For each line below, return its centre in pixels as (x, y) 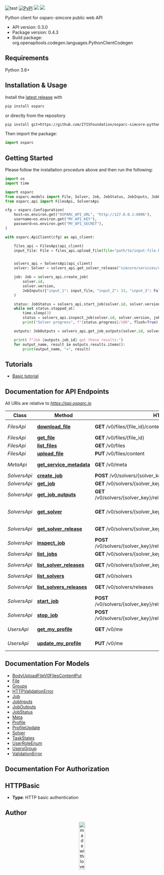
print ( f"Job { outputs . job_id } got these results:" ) (69, 340)
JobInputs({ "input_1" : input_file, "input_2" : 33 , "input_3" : (87, 291)
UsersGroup (24, 748)
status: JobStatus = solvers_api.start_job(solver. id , (71, 304)
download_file (54, 427)
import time (17, 183)
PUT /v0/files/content (120, 454)
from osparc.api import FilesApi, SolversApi (52, 201)
